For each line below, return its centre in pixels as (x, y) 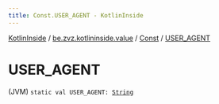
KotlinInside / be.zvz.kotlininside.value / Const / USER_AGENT (109, 38)
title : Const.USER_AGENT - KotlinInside (76, 15)
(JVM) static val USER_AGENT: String (71, 91)
